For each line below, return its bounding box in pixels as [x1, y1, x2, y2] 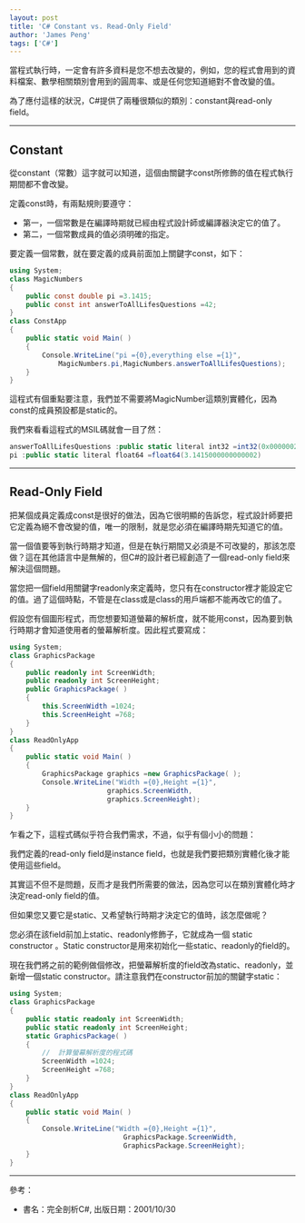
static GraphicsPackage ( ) [25, 1031, 128, 1040]
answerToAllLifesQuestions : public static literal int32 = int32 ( [9, 442, 261, 452]
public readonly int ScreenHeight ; [25, 676, 161, 686]
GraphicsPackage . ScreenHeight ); [123, 1141, 246, 1150]
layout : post [9, 13, 59, 23]
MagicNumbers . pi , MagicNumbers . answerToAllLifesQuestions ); [57, 359, 286, 368]
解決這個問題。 [9, 562, 65, 573]
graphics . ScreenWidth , [106, 786, 193, 795]
